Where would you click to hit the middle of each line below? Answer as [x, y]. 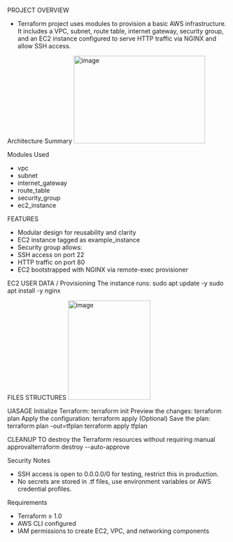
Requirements [27, 502]
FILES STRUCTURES [37, 397]
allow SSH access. [44, 46]
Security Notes [29, 460]
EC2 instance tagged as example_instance [78, 240]
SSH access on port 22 [51, 255]
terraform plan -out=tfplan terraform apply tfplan [78, 426]
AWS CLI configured [47, 523]
